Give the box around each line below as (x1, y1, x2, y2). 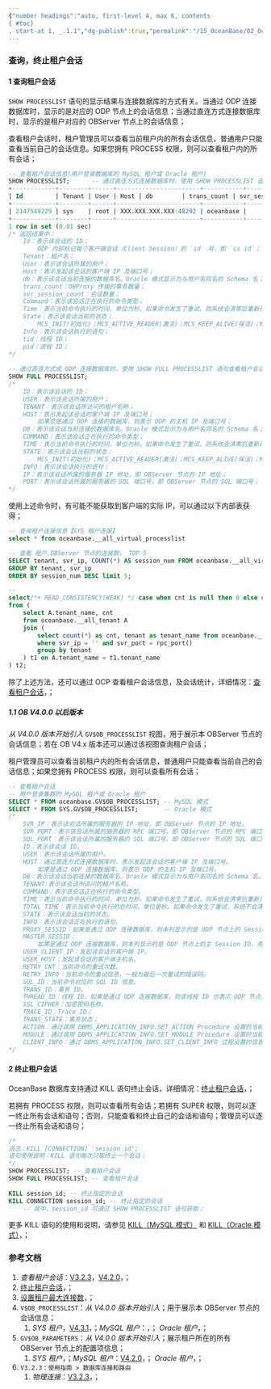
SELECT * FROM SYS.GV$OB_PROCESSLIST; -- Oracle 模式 (8, 805, 212, 813)
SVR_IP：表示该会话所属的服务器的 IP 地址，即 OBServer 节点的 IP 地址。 (23, 820, 248, 828)
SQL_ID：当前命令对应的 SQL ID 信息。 (23, 978, 140, 986)
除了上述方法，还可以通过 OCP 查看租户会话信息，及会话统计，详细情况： (8, 677, 254, 687)
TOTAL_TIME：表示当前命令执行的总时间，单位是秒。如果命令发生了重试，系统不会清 (23, 903, 264, 911)
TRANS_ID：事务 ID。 (23, 985, 87, 994)
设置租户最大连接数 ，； (19, 1292, 95, 1302)
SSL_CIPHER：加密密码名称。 (23, 1000, 107, 1008)
